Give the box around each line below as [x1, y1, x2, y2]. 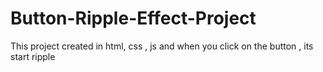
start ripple [10, 50, 56, 62]
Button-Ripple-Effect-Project [10, 7, 257, 30]
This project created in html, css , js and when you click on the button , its [10, 40, 314, 52]
